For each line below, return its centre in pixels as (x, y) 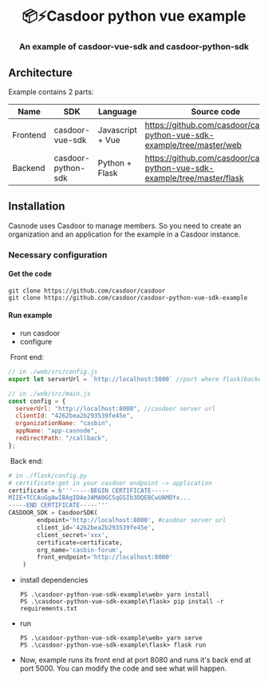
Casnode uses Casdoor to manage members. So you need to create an (125, 225)
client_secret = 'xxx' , (73, 535)
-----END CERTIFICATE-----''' (59, 505)
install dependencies (54, 580)
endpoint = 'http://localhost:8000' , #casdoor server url (132, 520)
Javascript (117, 129)
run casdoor (40, 333)
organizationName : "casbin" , (64, 424)
